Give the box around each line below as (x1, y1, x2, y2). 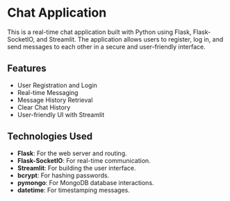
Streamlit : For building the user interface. (17, 164, 136, 172)
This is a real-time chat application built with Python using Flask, (7, 28, 192, 36)
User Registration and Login (17, 81, 97, 89)
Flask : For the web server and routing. (17, 149, 127, 157)
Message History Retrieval (17, 96, 93, 104)
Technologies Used (7, 130, 92, 143)
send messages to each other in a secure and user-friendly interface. (7, 42, 206, 51)
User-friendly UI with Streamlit (17, 110, 105, 119)
